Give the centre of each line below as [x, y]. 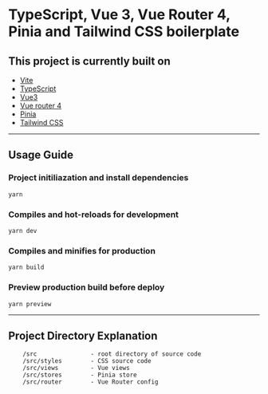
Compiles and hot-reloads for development [94, 215]
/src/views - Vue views [76, 368]
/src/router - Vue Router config [91, 382]
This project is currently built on [89, 61]
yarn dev [23, 230]
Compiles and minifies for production [82, 250]
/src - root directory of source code [112, 354]
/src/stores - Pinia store [80, 375]
